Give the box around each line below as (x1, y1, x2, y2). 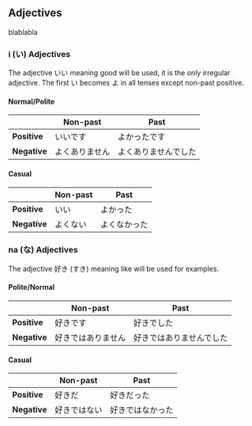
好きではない (55, 405, 103, 416)
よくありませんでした (117, 146, 197, 158)
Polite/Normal (8, 283, 55, 292)
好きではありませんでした (133, 333, 228, 344)
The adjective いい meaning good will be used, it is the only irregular (8, 68, 231, 78)
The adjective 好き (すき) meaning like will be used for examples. (8, 264, 220, 273)
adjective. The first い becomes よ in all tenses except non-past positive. (8, 78, 245, 88)
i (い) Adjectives (8, 48, 71, 59)
